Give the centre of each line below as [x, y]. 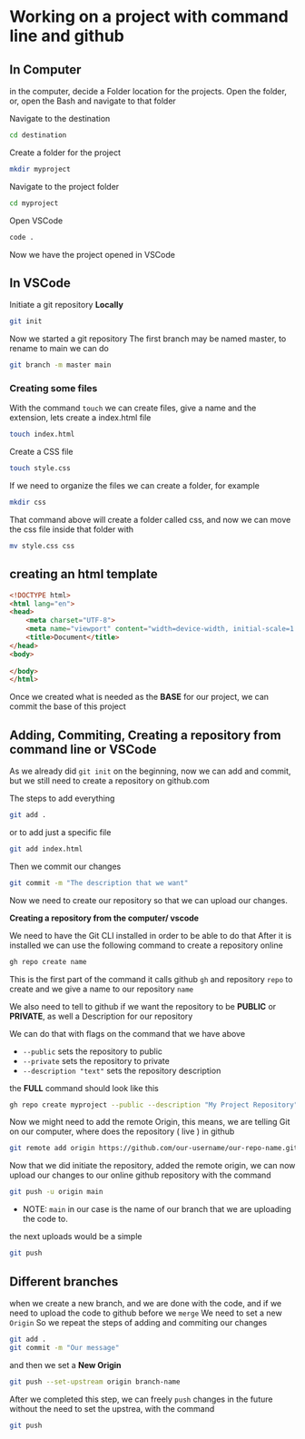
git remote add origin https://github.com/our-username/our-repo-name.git [154, 1148]
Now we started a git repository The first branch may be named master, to [148, 339]
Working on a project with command [149, 17]
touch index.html [42, 434]
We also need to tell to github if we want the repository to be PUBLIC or [143, 1006]
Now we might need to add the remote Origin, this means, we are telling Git [150, 1122]
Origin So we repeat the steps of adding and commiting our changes [138, 1322]
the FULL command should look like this [84, 1088]
